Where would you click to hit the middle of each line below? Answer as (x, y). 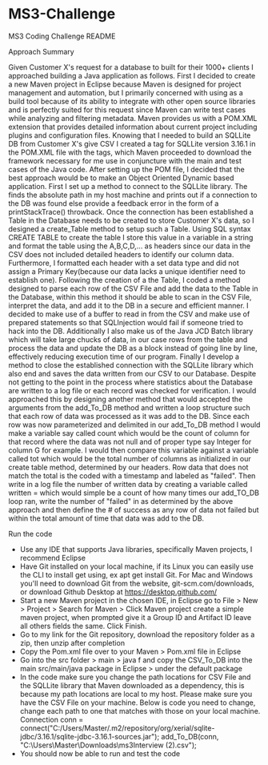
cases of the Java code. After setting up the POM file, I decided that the (127, 169)
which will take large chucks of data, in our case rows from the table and (128, 339)
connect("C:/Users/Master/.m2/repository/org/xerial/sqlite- (117, 728)
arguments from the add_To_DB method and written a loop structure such (129, 407)
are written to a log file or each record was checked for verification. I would (132, 390)
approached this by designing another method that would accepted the (126, 399)
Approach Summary (41, 51)
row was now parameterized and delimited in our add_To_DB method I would (134, 425)
